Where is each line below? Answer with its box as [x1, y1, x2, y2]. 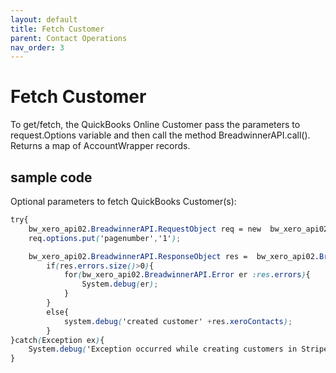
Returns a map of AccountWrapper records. [10, 140, 191, 152]
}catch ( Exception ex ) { [10, 335, 105, 345]
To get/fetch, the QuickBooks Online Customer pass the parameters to [10, 119, 301, 131]
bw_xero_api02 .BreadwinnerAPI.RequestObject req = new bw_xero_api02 [28, 224, 329, 234]
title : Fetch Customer [10, 24, 105, 34]
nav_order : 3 [10, 42, 65, 53]
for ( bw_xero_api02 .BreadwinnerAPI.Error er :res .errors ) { [63, 270, 311, 280]
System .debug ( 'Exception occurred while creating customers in [28, 344, 298, 355]
